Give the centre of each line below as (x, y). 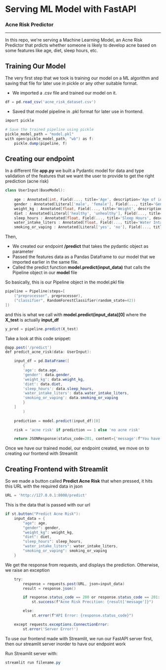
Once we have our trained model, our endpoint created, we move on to (77, 448)
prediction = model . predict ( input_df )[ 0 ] (57, 421)
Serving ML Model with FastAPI (71, 9)
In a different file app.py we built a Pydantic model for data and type (75, 171)
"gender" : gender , (42, 528)
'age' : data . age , (41, 370)
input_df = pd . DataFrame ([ (42, 361)
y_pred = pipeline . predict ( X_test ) (42, 329)
